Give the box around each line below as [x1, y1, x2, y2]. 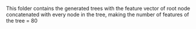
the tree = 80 [6, 17, 38, 24]
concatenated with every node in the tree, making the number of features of [6, 11, 190, 18]
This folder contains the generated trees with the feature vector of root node [6, 5, 190, 12]
